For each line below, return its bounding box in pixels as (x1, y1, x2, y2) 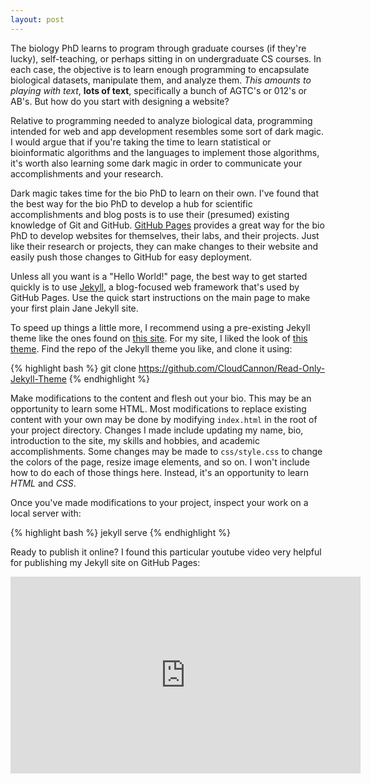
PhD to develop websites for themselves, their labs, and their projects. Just (10, 229, 320, 241)
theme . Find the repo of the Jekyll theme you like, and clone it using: (10, 342, 293, 355)
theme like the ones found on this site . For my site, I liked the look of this (10, 332, 308, 344)
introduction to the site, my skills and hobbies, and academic (10, 434, 260, 446)
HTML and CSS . (10, 477, 77, 489)
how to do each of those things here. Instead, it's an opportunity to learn (10, 466, 309, 478)
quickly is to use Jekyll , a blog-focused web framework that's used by (10, 281, 300, 293)
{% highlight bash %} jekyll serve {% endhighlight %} (10, 526, 231, 538)
